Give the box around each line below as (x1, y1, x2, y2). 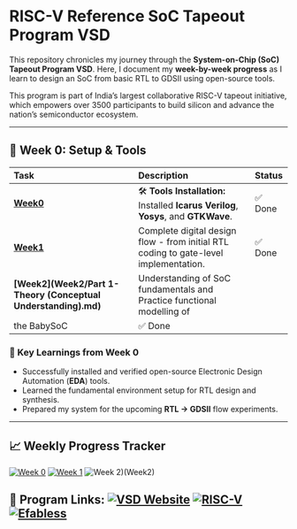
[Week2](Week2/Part (13, 277, 106, 289)
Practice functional (138, 294, 217, 306)
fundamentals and (138, 283, 214, 295)
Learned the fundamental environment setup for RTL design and (21, 385, 256, 395)
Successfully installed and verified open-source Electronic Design (21, 366, 263, 377)
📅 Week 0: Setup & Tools (9, 143, 147, 158)
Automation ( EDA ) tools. (21, 376, 110, 387)
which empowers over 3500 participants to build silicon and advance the (9, 99, 275, 110)
